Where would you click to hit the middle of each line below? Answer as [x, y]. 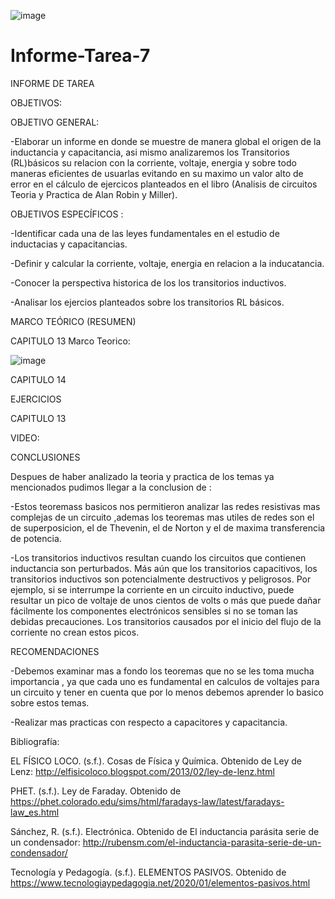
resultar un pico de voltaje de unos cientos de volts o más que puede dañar [166, 600]
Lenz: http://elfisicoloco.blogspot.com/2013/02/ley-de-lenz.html [142, 771]
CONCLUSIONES [45, 457]
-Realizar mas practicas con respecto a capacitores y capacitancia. [149, 722]
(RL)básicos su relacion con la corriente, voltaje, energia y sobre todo [153, 162]
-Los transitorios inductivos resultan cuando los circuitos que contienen [158, 557]
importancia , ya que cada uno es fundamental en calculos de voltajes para [165, 681]
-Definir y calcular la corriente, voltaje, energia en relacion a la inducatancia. [167, 263]
